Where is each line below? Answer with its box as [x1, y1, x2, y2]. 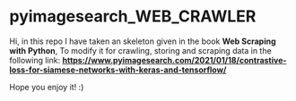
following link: [9, 55, 61, 65]
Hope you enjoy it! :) [9, 81, 84, 92]
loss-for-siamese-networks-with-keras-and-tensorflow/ [9, 64, 227, 75]
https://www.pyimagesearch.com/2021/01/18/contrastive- [62, 55, 287, 65]
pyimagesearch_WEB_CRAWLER [9, 6, 257, 27]
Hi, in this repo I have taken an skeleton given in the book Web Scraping [9, 36, 276, 46]
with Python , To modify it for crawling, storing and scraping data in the [9, 45, 272, 55]
